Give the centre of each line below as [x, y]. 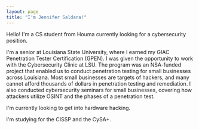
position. [17, 40]
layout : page [22, 12]
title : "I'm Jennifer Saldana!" [46, 17]
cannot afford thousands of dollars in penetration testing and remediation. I [99, 83]
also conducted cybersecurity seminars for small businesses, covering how [99, 90]
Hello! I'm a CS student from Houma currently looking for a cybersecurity [96, 34]
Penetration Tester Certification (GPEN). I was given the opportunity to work [99, 58]
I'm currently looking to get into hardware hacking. [68, 108]
